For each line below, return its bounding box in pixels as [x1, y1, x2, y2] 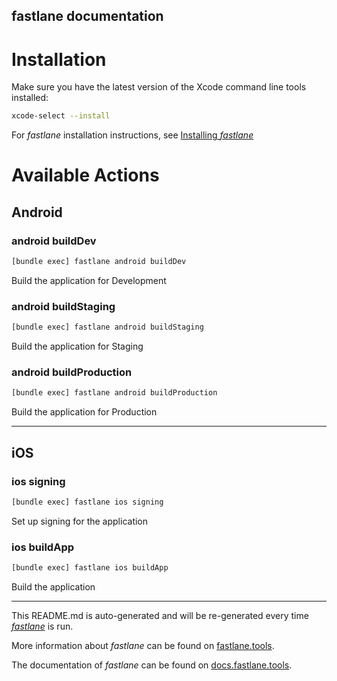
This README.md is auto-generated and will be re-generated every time [11, 610, 309, 622]
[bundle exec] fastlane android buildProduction [11, 388, 218, 398]
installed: [11, 92, 49, 104]
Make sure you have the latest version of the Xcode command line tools [11, 81, 307, 93]
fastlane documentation [11, 8, 164, 25]
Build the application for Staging [11, 340, 144, 353]
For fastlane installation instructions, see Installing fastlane [11, 129, 254, 141]
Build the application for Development [11, 274, 167, 286]
